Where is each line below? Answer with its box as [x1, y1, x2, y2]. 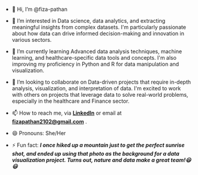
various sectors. [11, 36, 52, 43]
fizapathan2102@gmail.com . [11, 118, 88, 125]
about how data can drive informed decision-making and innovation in [11, 30, 185, 37]
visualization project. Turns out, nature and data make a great [11, 156, 170, 164]
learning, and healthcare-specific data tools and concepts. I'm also [11, 54, 177, 61]
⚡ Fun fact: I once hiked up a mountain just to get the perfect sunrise [11, 142, 185, 149]
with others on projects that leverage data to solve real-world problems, [11, 91, 188, 98]
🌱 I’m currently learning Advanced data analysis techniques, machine [11, 48, 182, 55]
